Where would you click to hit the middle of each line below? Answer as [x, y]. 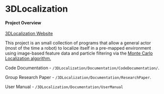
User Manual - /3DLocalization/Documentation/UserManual [64, 87]
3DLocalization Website [29, 34]
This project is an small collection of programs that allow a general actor [78, 43]
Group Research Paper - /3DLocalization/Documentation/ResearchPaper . [78, 77]
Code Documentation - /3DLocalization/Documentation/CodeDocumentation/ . [82, 68]
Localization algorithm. [28, 58]
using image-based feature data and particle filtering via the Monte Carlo [79, 53]
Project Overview [23, 22]
